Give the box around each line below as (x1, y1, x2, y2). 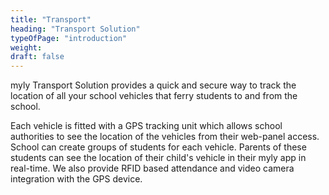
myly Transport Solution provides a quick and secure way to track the (10, 79, 297, 91)
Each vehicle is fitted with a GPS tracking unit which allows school (10, 120, 283, 132)
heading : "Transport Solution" (10, 24, 141, 34)
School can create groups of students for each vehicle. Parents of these (10, 141, 307, 153)
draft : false (10, 52, 65, 62)
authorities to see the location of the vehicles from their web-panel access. (10, 131, 320, 143)
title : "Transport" (10, 14, 92, 25)
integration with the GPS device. (10, 173, 143, 185)
